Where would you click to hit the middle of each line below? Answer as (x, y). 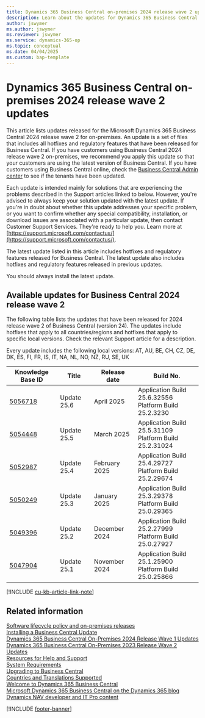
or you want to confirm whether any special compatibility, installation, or (97, 214)
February (107, 463)
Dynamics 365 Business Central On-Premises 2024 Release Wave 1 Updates (103, 639)
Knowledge (32, 372)
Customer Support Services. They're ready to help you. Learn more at (94, 226)
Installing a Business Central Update (52, 633)
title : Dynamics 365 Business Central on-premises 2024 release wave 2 (99, 12)
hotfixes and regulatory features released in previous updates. (85, 264)
